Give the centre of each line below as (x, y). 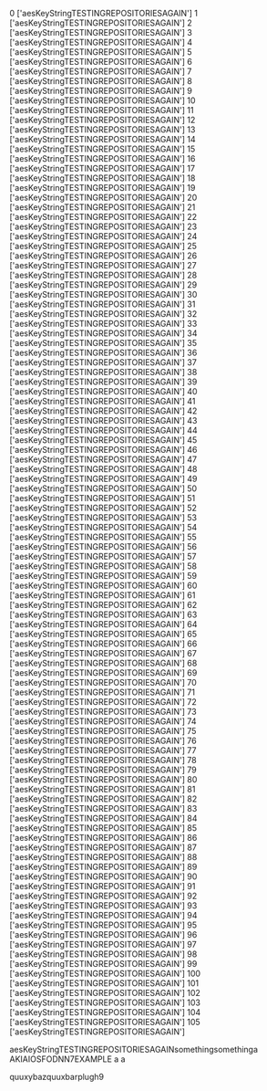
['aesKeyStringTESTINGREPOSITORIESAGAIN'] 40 (103, 391)
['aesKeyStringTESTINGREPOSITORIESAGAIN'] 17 (103, 168)
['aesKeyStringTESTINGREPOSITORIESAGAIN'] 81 (103, 789)
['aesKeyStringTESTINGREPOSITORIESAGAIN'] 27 (103, 265)
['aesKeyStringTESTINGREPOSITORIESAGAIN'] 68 (103, 663)
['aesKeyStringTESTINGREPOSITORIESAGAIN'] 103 (105, 1002)
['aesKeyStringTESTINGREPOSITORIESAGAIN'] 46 (103, 450)
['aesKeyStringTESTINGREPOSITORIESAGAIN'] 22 (103, 217)
